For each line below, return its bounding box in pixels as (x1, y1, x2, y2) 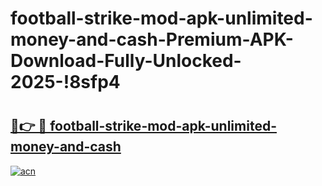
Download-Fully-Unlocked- (10, 50, 242, 72)
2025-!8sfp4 (10, 71, 121, 94)
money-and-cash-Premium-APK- (10, 28, 294, 51)
